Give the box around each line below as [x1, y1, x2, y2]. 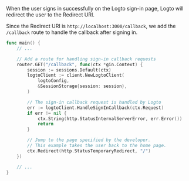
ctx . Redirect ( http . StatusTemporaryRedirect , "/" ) [27, 148, 151, 154]
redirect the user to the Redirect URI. [6, 11, 95, 18]
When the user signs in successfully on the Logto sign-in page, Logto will [6, 5, 184, 12]
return [37, 121, 54, 127]
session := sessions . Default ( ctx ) [27, 67, 112, 73]
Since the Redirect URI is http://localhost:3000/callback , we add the [6, 23, 176, 29]
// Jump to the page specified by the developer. [27, 137, 151, 143]
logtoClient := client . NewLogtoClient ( [27, 73, 125, 78]
